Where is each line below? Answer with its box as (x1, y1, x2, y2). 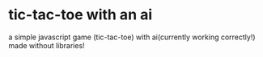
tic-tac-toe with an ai (8, 6, 153, 24)
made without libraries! (8, 40, 85, 50)
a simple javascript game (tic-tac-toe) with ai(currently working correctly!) (8, 32, 257, 42)
